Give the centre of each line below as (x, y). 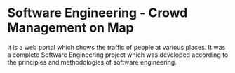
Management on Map (71, 28)
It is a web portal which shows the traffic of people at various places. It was (116, 47)
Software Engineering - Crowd (98, 13)
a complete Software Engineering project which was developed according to (118, 55)
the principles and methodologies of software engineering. (92, 62)
